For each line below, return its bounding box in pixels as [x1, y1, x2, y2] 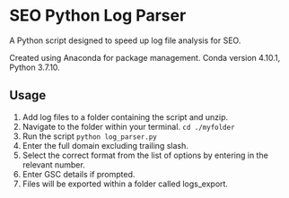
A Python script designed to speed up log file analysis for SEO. [9, 35, 241, 46]
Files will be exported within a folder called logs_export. [22, 178, 229, 189]
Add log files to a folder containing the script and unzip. [22, 111, 229, 122]
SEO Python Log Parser [9, 5, 187, 26]
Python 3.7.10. [9, 62, 60, 73]
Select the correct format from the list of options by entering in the [22, 150, 269, 160]
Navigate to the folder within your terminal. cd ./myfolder [22, 121, 235, 132]
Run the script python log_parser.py [22, 131, 157, 142]
